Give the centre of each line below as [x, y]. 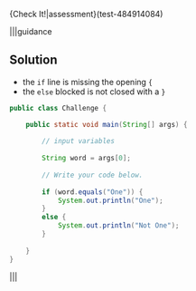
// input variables [79, 141]
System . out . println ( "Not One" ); [118, 226]
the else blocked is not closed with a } [94, 92]
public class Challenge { [58, 108]
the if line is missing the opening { [88, 82]
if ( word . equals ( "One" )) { [93, 192]
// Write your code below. [93, 175]
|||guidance [31, 31]
